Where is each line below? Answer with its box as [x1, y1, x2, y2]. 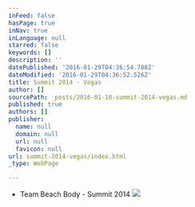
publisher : [8, 115, 45, 123]
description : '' [8, 57, 62, 64]
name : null [15, 123, 52, 131]
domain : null [15, 130, 59, 138]
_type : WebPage [8, 160, 59, 168]
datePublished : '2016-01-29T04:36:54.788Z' [8, 64, 156, 72]
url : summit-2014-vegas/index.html [8, 152, 127, 160]
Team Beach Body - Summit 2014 [19, 189, 130, 199]
